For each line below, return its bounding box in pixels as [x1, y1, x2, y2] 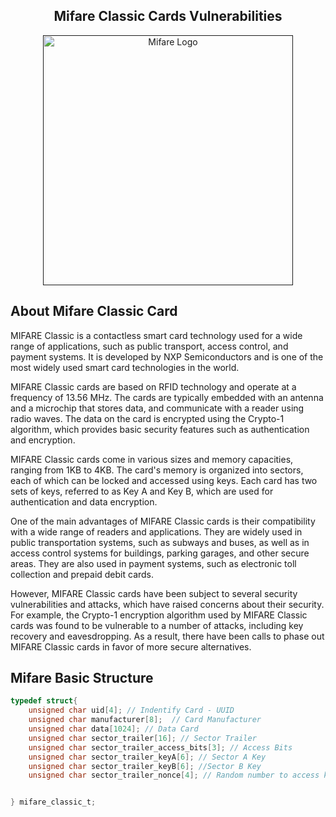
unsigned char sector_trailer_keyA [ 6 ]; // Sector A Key [28, 752, 267, 762]
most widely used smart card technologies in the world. [10, 361, 240, 373]
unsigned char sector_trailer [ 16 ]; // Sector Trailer [28, 733, 257, 743]
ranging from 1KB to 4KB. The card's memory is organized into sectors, [10, 464, 304, 476]
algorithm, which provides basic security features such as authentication [10, 423, 310, 435]
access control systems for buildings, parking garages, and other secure [10, 547, 310, 559]
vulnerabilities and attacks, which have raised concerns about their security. [10, 598, 325, 610]
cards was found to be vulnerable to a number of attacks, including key [10, 619, 304, 631]
